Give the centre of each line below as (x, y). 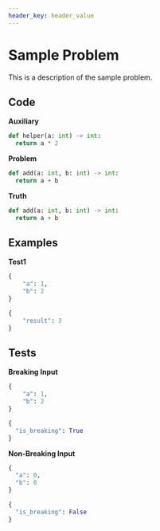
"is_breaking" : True (49, 431)
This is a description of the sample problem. (80, 77)
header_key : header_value (51, 16)
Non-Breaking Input (42, 453)
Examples (33, 243)
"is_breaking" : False (51, 512)
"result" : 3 (42, 321)
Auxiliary (24, 121)
